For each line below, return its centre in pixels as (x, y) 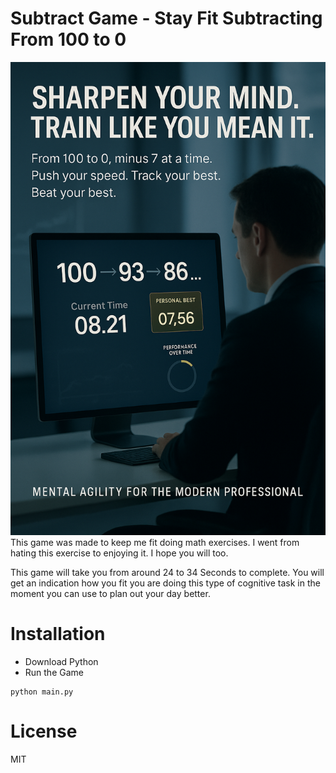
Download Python (61, 661)
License (44, 731)
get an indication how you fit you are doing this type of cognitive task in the (165, 583)
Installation (58, 633)
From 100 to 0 (68, 39)
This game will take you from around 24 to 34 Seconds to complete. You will (167, 572)
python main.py (42, 692)
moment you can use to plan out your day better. (110, 593)
